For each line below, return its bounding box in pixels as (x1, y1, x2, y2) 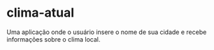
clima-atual (6, 5, 75, 21)
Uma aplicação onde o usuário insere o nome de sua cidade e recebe (6, 28, 207, 36)
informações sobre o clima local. (6, 35, 101, 43)
